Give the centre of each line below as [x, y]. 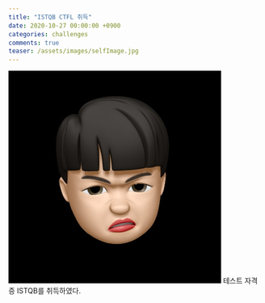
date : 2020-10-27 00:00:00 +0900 [65, 25]
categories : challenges [48, 34]
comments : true [34, 43]
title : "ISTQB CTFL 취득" [50, 17]
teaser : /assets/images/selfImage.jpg [74, 51]
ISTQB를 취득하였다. [49, 291]
